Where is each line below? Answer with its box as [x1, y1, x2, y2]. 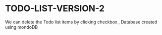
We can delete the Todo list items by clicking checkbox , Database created [5, 19, 158, 25]
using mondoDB [5, 24, 38, 30]
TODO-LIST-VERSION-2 [5, 3, 105, 14]
